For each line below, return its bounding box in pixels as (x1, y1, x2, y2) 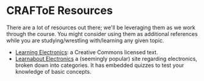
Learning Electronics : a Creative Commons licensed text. (15, 48, 158, 55)
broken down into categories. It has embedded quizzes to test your (15, 62, 184, 69)
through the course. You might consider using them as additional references (6, 30, 198, 37)
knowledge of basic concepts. (15, 68, 92, 75)
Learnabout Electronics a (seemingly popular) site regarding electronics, (15, 55, 197, 62)
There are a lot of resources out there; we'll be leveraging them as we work (6, 24, 195, 31)
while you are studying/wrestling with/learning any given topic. (6, 37, 164, 44)
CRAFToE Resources (6, 4, 113, 18)
